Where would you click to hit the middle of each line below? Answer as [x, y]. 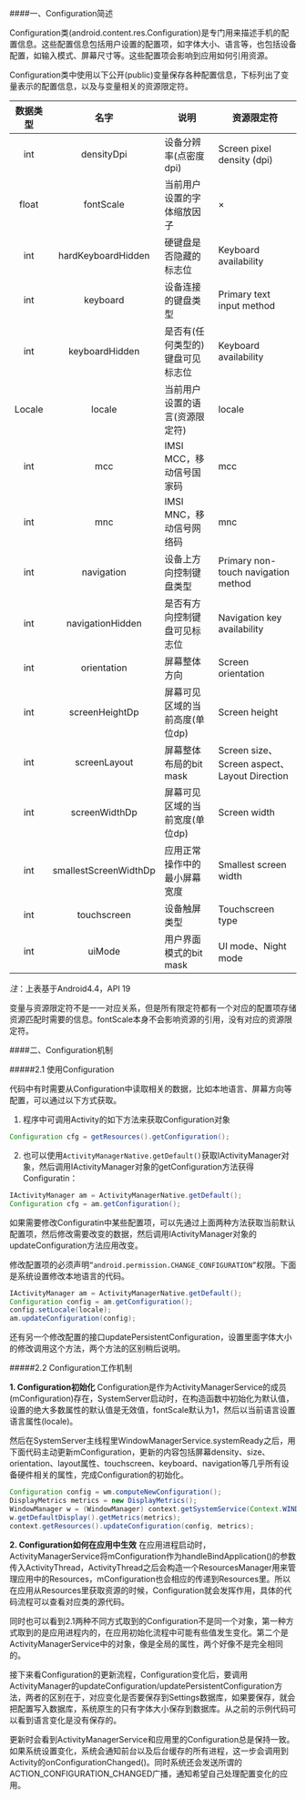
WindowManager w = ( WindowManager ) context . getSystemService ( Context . [146, 1509]
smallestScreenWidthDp [104, 870]
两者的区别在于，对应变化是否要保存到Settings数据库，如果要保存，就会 [160, 1697]
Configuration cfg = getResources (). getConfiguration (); [120, 1137]
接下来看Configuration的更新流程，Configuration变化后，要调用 [129, 1674]
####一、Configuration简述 [61, 13]
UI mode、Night [252, 946]
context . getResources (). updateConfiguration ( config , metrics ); [132, 1526]
